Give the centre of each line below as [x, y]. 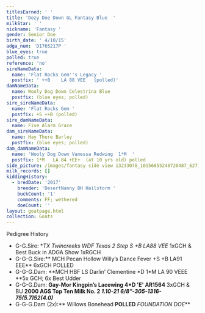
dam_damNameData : [28, 148]
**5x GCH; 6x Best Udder [48, 278]
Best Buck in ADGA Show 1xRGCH [58, 252]
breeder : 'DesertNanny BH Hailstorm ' [67, 188]
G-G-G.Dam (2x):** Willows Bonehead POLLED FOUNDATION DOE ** [103, 304]
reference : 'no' [27, 63]
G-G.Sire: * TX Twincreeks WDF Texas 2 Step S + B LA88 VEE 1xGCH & [103, 246]
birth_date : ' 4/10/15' [37, 40]
